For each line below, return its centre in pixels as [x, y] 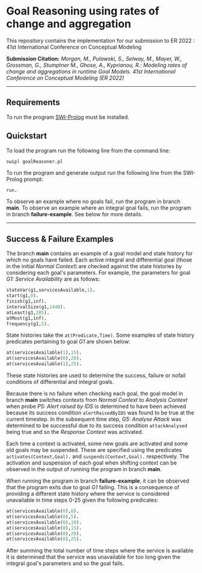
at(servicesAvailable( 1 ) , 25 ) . [44, 364]
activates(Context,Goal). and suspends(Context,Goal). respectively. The [98, 456]
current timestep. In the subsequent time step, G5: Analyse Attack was [94, 419]
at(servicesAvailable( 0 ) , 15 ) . [44, 528]
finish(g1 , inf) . [26, 301]
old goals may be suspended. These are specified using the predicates [94, 450]
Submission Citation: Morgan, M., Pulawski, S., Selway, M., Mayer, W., [94, 58]
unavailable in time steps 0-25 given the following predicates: [82, 500]
